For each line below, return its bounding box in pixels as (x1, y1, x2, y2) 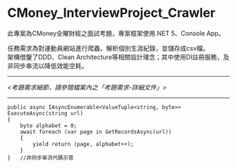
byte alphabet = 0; (20, 122, 78, 129)
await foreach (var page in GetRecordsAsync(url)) (20, 128, 172, 135)
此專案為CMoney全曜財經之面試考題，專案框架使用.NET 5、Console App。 (7, 29, 225, 37)
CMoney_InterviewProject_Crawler (7, 5, 216, 21)
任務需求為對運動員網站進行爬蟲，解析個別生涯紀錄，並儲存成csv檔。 (7, 44, 209, 52)
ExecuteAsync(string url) (7, 110, 83, 117)
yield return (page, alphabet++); (32, 141, 134, 148)
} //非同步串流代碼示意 (7, 154, 74, 161)
